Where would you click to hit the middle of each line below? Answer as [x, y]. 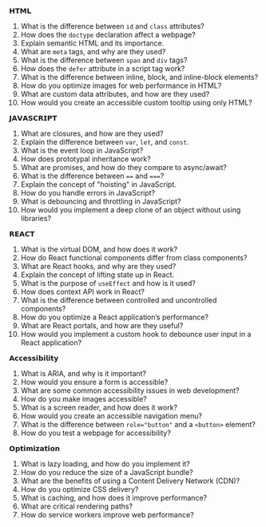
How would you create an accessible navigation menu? [111, 416]
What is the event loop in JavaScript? [82, 151]
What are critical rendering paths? [77, 506]
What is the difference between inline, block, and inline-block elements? [139, 77]
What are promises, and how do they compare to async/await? [123, 167]
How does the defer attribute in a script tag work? [103, 69]
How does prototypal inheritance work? [85, 159]
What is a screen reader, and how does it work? [99, 407]
